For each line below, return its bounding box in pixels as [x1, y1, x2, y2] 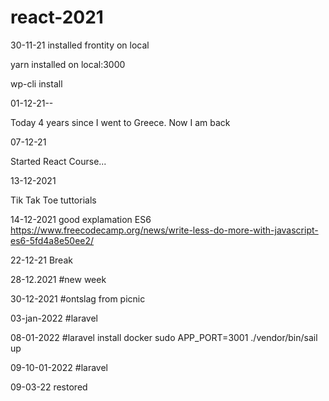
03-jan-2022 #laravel [10, 312, 98, 324]
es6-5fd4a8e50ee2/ [10, 234, 95, 246]
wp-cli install [10, 77, 63, 90]
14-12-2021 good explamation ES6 [10, 213, 152, 225]
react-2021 [10, 6, 104, 29]
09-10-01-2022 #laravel [10, 361, 108, 373]
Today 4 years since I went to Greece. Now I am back [10, 116, 231, 128]
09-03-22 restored [10, 381, 88, 393]
